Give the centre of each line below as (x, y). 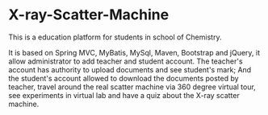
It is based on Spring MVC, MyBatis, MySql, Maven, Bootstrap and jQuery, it (134, 52)
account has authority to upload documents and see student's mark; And (130, 69)
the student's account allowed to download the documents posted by (124, 78)
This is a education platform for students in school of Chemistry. (115, 37)
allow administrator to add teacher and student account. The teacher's (126, 61)
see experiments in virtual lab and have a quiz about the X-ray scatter (124, 95)
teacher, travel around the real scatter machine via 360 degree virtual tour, (132, 87)
